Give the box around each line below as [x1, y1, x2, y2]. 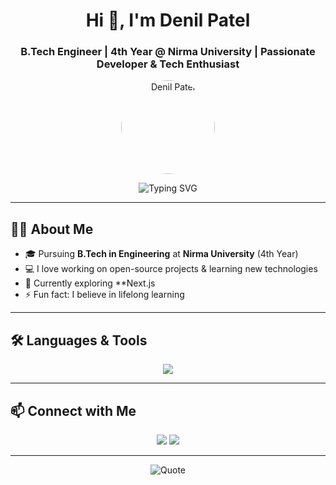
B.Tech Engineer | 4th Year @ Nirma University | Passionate [20, 45, 316, 59]
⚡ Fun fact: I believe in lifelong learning [24, 289, 185, 301]
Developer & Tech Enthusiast [96, 57, 240, 71]
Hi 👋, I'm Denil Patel [85, 9, 251, 32]
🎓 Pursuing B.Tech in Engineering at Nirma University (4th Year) [24, 248, 299, 260]
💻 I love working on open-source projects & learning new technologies [24, 263, 318, 275]
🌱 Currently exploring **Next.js [24, 277, 156, 289]
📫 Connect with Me [10, 402, 137, 419]
